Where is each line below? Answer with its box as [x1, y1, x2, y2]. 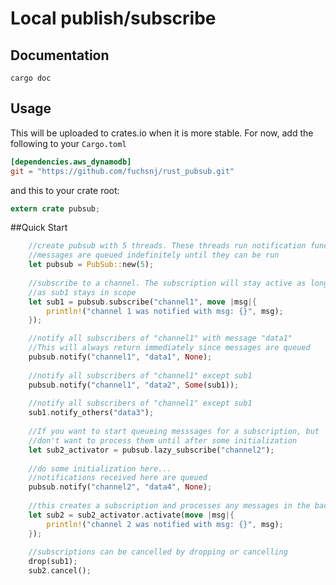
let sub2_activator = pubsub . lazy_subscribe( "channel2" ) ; [28, 445, 275, 455]
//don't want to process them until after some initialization [28, 435, 298, 446]
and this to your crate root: [10, 184, 120, 196]
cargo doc [10, 73, 52, 83]
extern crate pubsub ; [10, 203, 101, 214]
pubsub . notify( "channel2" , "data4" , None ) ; [28, 482, 213, 492]
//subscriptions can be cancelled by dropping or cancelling [28, 547, 288, 557]
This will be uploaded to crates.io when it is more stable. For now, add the [10, 127, 314, 139]
